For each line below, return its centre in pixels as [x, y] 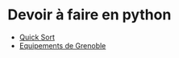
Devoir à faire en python [89, 15]
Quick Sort [37, 37]
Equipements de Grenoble [62, 45]
